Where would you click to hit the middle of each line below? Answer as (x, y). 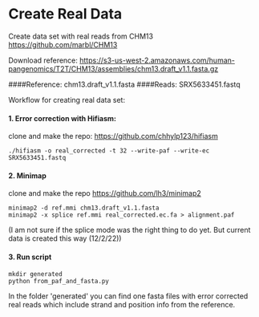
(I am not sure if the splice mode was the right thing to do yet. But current (129, 230)
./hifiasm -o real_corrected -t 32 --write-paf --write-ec (109, 151)
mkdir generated (35, 274)
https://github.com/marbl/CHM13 (63, 44)
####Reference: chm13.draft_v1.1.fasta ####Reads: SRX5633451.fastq (124, 84)
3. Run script (30, 257)
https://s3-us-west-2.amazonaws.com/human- (157, 60)
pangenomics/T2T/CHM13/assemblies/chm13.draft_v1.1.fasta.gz (113, 68)
